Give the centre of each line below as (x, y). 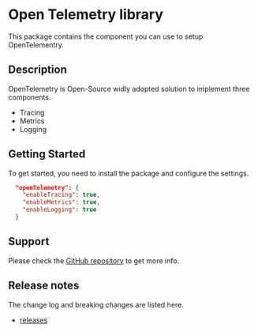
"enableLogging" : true (60, 210)
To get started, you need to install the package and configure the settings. (129, 173)
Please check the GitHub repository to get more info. (94, 260)
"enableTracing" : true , (62, 195)
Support (29, 241)
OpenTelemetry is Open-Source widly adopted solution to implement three (129, 89)
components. (30, 97)
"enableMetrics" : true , (62, 202)
